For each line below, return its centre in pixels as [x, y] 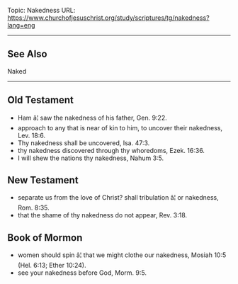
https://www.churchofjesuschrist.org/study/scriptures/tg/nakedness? [109, 18]
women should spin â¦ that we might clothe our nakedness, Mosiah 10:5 [122, 255]
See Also [27, 54]
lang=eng [21, 25]
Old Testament [41, 100]
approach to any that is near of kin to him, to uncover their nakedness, [120, 127]
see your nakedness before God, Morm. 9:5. [82, 273]
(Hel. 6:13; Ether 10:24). [52, 266]
